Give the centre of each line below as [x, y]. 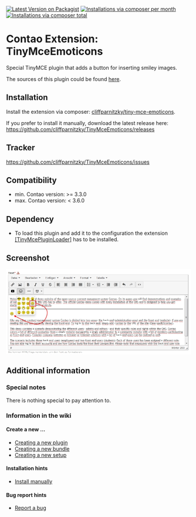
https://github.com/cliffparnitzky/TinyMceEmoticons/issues [78, 162]
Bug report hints [26, 495]
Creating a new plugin [41, 442]
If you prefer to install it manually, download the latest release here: [87, 123]
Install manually [33, 482]
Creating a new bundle [42, 448]
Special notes [26, 387]
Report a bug [30, 508]
